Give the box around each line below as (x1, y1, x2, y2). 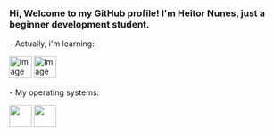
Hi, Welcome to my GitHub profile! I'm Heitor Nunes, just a (9, 7, 266, 20)
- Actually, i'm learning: (9, 38, 95, 49)
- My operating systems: (9, 87, 100, 98)
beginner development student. (9, 18, 150, 30)
